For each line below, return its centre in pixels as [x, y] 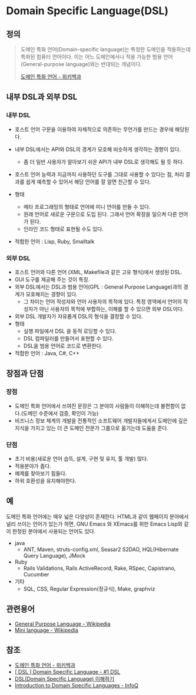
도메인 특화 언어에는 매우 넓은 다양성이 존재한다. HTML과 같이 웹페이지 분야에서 [97, 516]
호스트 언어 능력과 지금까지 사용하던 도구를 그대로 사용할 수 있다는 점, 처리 [99, 174]
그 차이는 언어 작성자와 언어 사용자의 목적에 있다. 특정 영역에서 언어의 [103, 301]
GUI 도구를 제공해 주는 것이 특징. [52, 279]
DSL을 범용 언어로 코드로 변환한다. [63, 346]
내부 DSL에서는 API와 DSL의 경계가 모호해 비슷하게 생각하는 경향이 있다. [98, 149]
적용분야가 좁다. [33, 466]
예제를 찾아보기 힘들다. [41, 473]
